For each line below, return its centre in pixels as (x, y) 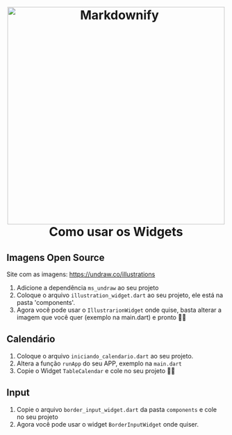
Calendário (31, 339)
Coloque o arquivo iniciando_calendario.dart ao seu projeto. (105, 356)
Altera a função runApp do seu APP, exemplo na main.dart (99, 363)
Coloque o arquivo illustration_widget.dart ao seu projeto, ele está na (120, 295)
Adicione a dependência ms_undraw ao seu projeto (88, 288)
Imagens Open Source (56, 257)
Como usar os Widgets (116, 232)
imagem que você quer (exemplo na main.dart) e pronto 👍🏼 (101, 317)
